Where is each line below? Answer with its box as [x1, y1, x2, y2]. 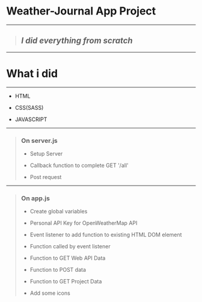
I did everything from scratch [20, 36, 133, 46]
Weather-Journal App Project [6, 4, 156, 18]
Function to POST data [29, 266, 86, 274]
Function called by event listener [29, 243, 111, 250]
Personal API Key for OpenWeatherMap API [29, 219, 138, 227]
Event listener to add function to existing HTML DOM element [29, 231, 182, 239]
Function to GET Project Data [29, 278, 102, 285]
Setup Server [29, 149, 63, 157]
